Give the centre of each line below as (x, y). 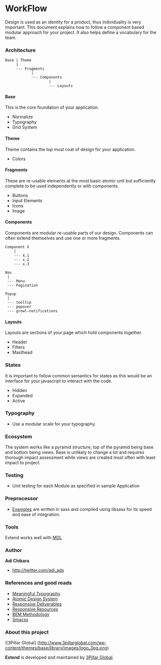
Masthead (22, 352)
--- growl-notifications (32, 311)
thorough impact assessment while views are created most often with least (80, 458)
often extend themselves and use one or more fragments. (63, 238)
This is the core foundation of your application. (52, 107)
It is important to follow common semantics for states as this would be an (79, 375)
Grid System (25, 127)
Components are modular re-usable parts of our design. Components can (79, 233)
